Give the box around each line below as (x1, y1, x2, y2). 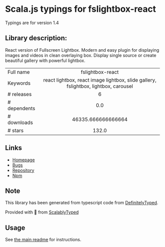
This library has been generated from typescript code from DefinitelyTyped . (5, 200, 159, 206)
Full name (7, 68, 30, 75)
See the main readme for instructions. (5, 237, 82, 243)
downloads (7, 119, 33, 126)
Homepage (12, 156, 35, 163)
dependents (7, 105, 35, 112)
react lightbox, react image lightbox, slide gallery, (43, 76, 157, 83)
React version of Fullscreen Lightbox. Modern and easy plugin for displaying (5, 47, 160, 53)
